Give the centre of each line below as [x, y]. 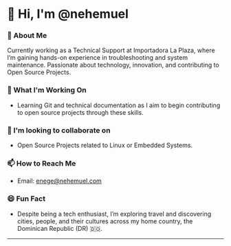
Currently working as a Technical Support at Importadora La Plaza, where [111, 50]
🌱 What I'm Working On [47, 90]
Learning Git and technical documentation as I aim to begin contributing [119, 105]
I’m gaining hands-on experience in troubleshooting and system [97, 58]
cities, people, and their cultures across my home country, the [105, 221]
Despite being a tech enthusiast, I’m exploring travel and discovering [114, 214]
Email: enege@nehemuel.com [59, 181]
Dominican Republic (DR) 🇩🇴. [59, 228]
